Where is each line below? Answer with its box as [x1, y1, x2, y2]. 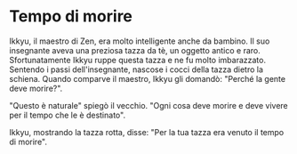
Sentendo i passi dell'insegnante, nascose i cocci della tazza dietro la [9, 64, 264, 75]
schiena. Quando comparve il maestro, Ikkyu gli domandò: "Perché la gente [9, 73, 286, 84]
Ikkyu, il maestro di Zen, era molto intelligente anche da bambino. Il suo [9, 36, 270, 46]
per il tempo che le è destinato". [9, 109, 126, 120]
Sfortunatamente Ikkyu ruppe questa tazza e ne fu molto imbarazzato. [9, 54, 267, 65]
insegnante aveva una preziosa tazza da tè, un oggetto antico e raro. [9, 45, 261, 55]
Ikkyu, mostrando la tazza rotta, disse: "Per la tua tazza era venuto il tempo [9, 126, 285, 137]
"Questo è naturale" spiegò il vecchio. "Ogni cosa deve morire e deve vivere [9, 100, 289, 110]
